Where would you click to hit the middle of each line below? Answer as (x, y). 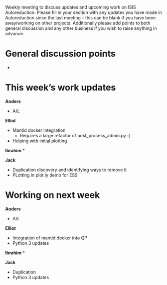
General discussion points (60, 54)
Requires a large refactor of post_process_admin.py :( (75, 135)
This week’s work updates (61, 88)
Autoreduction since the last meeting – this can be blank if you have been (81, 18)
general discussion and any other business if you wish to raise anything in (81, 28)
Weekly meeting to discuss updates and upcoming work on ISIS (71, 7)
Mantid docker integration (39, 130)
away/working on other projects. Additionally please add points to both (78, 23)
